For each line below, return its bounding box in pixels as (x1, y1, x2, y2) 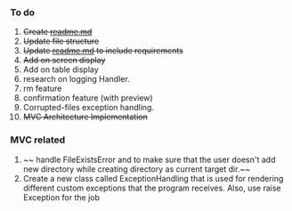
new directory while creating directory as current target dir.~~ (22, 163, 251, 174)
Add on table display (22, 64, 99, 75)
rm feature (22, 83, 62, 94)
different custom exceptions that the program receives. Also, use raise (22, 183, 281, 193)
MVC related (10, 134, 66, 146)
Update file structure (22, 36, 100, 46)
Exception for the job (22, 191, 101, 202)
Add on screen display (22, 55, 106, 66)
